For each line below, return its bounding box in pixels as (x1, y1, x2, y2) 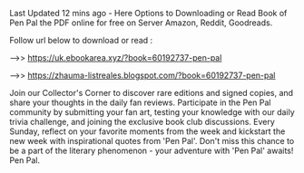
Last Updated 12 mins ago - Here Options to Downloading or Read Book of (9, 8, 288, 18)
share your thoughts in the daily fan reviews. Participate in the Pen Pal (9, 97, 271, 108)
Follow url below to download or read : (9, 35, 153, 45)
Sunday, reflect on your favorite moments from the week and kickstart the (9, 126, 286, 137)
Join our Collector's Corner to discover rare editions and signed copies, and (9, 88, 293, 98)
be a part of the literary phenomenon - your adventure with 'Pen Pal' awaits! (9, 145, 294, 156)
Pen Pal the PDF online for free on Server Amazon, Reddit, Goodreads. (9, 17, 273, 28)
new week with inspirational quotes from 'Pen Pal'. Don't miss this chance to (9, 136, 295, 146)
